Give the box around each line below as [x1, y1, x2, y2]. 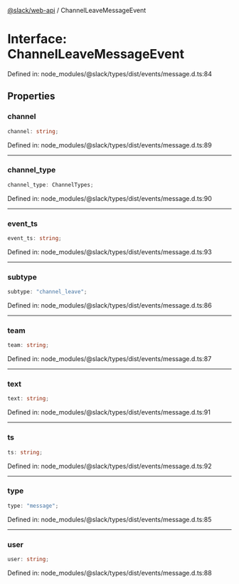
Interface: [7, 31, 68, 47]
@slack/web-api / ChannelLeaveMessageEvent [7, 6, 147, 14]
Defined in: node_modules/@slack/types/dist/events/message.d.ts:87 [7, 355, 212, 363]
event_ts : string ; [7, 234, 62, 241]
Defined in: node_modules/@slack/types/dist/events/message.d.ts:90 [7, 194, 212, 202]
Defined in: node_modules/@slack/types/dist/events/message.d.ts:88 [7, 568, 212, 577]
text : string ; [7, 395, 50, 402]
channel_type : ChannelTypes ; [7, 181, 94, 188]
